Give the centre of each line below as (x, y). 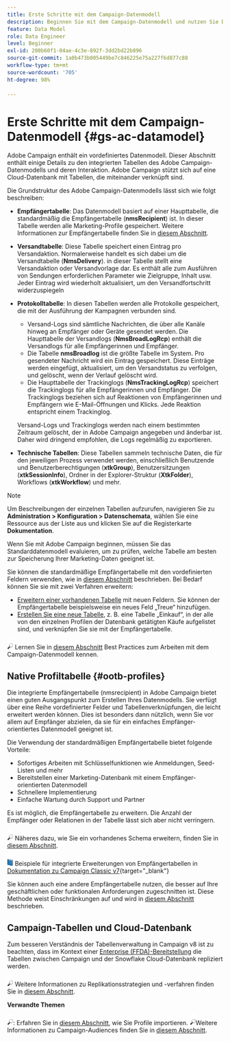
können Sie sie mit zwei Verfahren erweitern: (70, 587)
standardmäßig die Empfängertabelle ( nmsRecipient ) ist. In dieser (110, 219)
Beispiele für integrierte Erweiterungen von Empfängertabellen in (106, 864)
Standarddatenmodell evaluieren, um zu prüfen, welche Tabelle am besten (112, 551)
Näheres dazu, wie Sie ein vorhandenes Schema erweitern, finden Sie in (117, 838)
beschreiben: (26, 198)
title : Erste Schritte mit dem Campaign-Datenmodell (84, 14)
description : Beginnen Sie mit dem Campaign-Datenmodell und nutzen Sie (113, 22)
